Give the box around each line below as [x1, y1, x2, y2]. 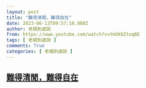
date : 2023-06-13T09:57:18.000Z [6, 20, 88, 26]
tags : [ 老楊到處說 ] [6, 37, 57, 43]
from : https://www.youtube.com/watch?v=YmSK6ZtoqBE [6, 32, 140, 38]
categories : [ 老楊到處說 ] [6, 49, 73, 55]
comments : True [6, 43, 45, 49]
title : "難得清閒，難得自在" [6, 15, 72, 21]
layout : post [6, 8, 40, 15]
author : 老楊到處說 [6, 25, 51, 32]
